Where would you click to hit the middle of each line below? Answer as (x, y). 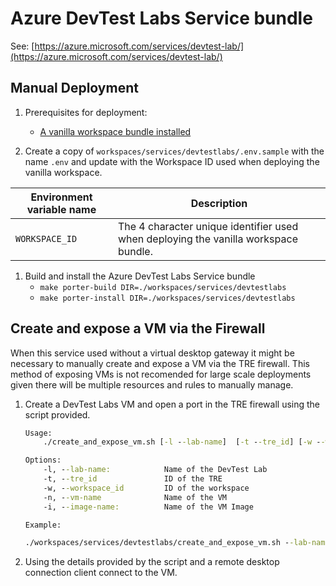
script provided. (57, 414)
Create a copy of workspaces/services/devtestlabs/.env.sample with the (174, 151)
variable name (61, 209)
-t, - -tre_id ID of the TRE (133, 479)
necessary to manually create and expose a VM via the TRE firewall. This (160, 363)
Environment (61, 197)
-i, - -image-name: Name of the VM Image (148, 507)
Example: (43, 525)
